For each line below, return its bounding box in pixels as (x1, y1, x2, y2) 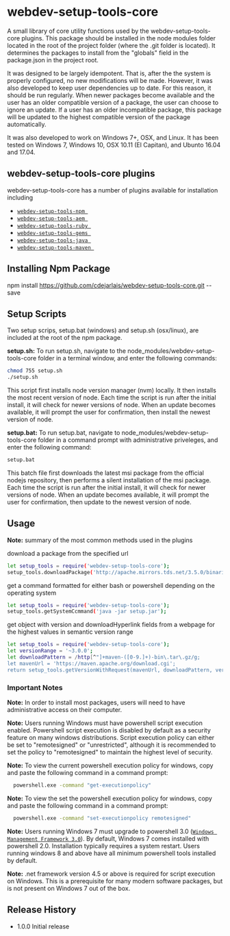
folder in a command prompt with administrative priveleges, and (37, 436, 218, 444)
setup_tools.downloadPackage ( (7, 569, 94, 576)
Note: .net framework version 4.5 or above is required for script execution (7, 870, 216, 878)
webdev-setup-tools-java (16, 237, 88, 244)
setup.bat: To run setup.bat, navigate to (7, 429, 120, 437)
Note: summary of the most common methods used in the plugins (7, 536, 193, 544)
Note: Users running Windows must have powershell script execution (7, 719, 203, 727)
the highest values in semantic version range (7, 628, 133, 636)
